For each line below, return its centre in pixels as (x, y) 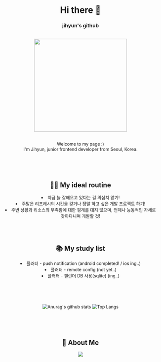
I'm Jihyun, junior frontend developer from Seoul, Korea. (80, 149)
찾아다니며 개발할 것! (80, 216)
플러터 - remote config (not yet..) (84, 270)
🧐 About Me (80, 342)
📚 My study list (80, 248)
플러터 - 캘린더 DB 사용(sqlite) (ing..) (84, 276)
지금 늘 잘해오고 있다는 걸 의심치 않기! (84, 198)
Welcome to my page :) (80, 144)
